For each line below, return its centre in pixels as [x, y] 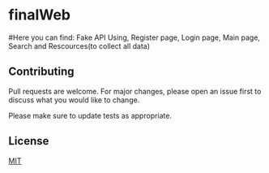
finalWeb [40, 15]
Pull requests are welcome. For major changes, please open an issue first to [135, 91]
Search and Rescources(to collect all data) [79, 45]
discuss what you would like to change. [74, 100]
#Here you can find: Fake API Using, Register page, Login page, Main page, [134, 37]
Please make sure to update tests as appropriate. [90, 115]
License [29, 141]
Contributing [41, 72]
